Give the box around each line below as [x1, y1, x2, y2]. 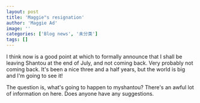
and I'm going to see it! [6, 72, 63, 79]
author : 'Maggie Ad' [6, 20, 58, 26]
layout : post [6, 8, 39, 15]
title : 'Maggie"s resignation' [6, 14, 85, 20]
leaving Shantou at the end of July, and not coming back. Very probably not [6, 59, 193, 66]
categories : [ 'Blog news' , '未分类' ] [6, 31, 98, 37]
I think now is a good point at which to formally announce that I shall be [6, 53, 183, 60]
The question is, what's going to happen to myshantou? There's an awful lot [6, 84, 194, 90]
